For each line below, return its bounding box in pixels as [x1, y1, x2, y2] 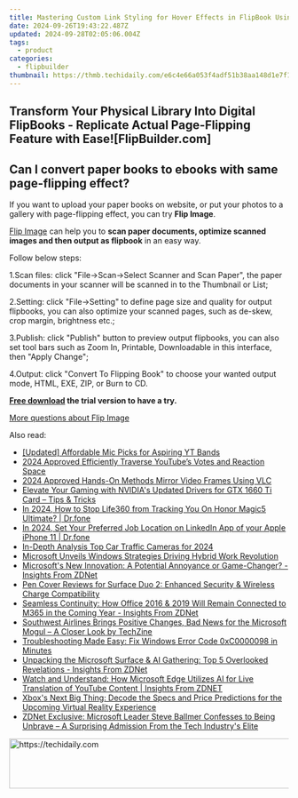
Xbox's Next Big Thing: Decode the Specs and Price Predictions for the [21, 692, 282, 703]
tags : [9, 37, 29, 47]
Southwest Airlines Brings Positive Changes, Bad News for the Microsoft [21, 617, 286, 627]
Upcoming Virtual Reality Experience [21, 701, 157, 712]
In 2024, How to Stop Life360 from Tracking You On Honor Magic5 [21, 503, 266, 514]
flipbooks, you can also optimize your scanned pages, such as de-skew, [9, 306, 273, 316]
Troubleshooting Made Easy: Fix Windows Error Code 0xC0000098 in [21, 635, 278, 646]
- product [17, 46, 53, 55]
